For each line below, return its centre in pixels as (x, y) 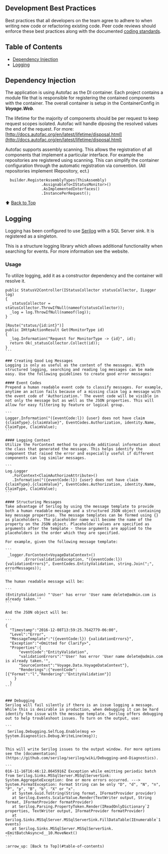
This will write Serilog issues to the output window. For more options (83, 749)
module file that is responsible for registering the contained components (80, 98)
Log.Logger (17, 471)
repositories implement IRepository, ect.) (47, 171)
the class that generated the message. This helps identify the (74, 449)
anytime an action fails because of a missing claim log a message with (83, 391)
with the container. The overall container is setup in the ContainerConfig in (82, 103)
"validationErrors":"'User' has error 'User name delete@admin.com (91, 656)
